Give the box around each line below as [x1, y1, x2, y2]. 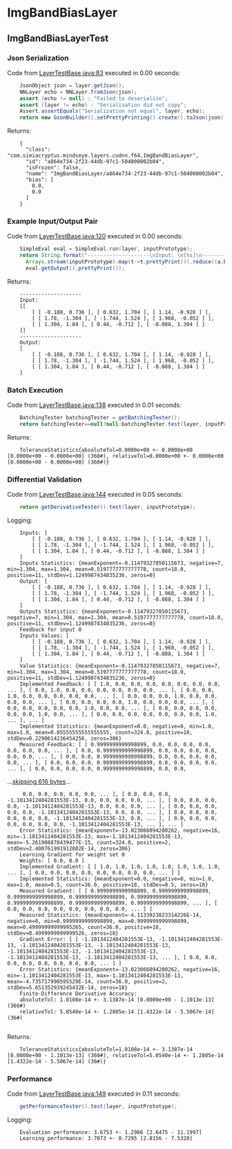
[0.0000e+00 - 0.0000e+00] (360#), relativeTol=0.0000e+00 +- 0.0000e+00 [7, 453, 224, 459]
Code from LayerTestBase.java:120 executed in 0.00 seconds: [7, 232, 183, 240]
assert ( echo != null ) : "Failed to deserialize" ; [19, 95, 168, 102]
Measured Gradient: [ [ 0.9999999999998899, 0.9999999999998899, [19, 888, 212, 895]
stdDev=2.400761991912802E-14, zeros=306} [7, 845, 131, 853]
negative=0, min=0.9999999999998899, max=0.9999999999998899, [7, 918, 190, 925]
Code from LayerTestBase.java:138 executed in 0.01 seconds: [7, 401, 182, 409]
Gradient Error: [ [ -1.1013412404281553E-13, [19, 936, 156, 943]
